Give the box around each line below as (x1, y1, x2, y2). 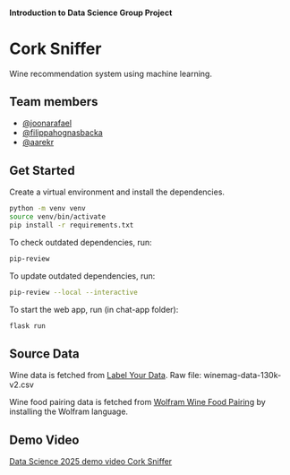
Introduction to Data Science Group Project (9, 7, 173, 18)
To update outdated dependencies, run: (9, 270, 156, 281)
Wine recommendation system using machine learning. (9, 68, 213, 79)
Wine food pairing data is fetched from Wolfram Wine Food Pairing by (9, 397, 266, 408)
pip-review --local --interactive (9, 288, 139, 297)
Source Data (9, 346, 80, 361)
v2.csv (9, 379, 34, 390)
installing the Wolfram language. (9, 406, 128, 417)
